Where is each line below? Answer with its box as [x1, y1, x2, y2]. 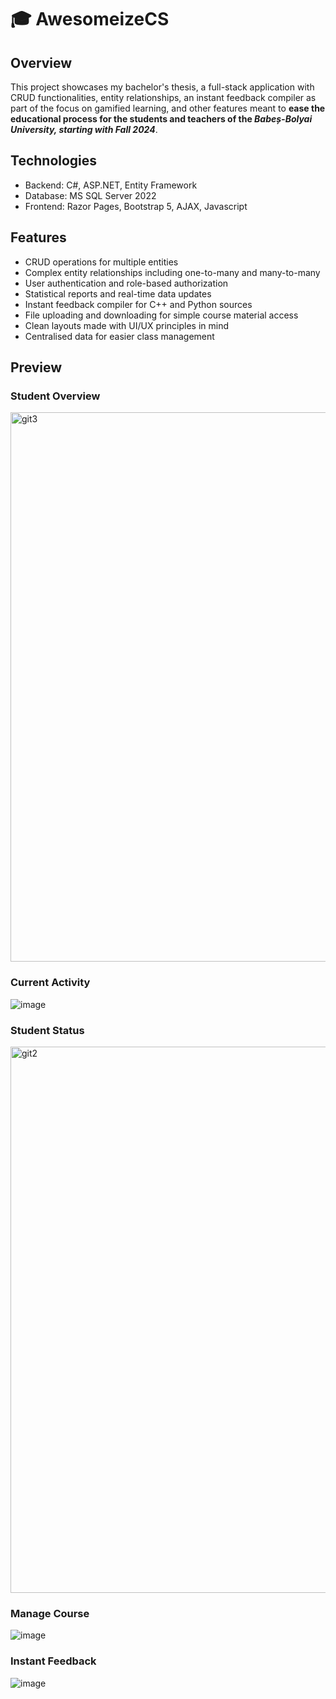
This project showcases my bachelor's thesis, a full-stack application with [10, 81, 315, 93]
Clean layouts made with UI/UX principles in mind [24, 319, 230, 331]
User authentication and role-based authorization [24, 277, 229, 289]
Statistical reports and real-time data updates [24, 287, 212, 300]
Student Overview [10, 389, 101, 403]
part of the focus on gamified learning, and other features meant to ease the [10, 102, 326, 114]
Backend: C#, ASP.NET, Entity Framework [24, 179, 198, 191]
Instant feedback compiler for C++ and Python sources [24, 298, 253, 310]
